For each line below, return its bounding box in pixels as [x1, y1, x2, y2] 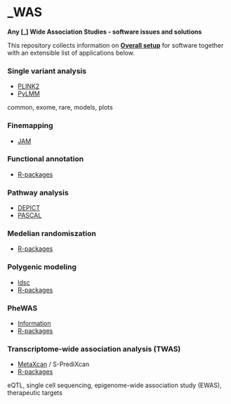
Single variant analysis [7, 66, 86, 76]
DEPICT [17, 204, 41, 212]
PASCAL [17, 211, 42, 220]
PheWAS [7, 303, 38, 313]
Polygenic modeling [7, 262, 77, 272]
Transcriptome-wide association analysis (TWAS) [7, 344, 181, 353]
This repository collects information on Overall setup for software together [7, 41, 224, 49]
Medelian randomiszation [7, 229, 96, 239]
